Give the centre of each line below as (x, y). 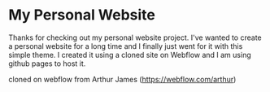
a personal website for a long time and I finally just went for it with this (126, 46)
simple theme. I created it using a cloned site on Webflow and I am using (130, 55)
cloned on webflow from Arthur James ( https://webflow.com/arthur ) (122, 79)
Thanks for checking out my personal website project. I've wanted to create (135, 37)
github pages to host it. (47, 64)
